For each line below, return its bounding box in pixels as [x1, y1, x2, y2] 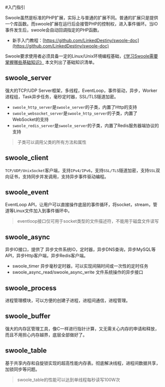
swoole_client [5, 154, 49, 162]
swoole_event [5, 188, 49, 197]
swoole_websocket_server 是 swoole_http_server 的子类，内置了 [12, 110, 138, 116]
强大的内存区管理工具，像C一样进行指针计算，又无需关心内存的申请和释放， [5, 326, 160, 331]
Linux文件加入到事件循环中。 [13, 208, 72, 214]
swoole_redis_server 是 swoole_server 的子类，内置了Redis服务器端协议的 [12, 122, 159, 128]
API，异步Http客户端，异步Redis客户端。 [5, 253, 89, 259]
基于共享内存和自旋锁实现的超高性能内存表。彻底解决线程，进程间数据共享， [5, 360, 161, 366]
